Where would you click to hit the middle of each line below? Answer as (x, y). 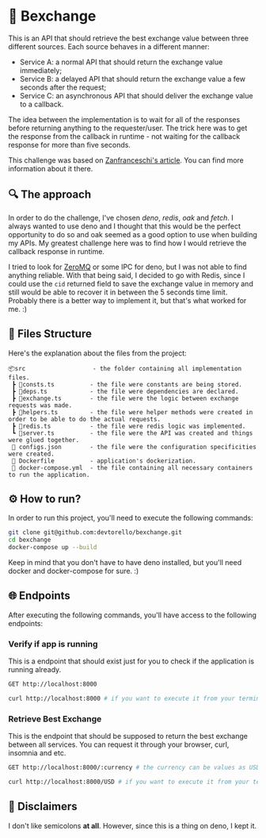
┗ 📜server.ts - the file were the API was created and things (132, 433)
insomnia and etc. (37, 753)
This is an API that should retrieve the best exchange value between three (129, 38)
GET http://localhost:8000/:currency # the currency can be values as (127, 768)
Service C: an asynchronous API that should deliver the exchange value (136, 95)
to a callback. (42, 104)
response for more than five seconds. (69, 144)
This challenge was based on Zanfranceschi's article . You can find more (126, 160)
